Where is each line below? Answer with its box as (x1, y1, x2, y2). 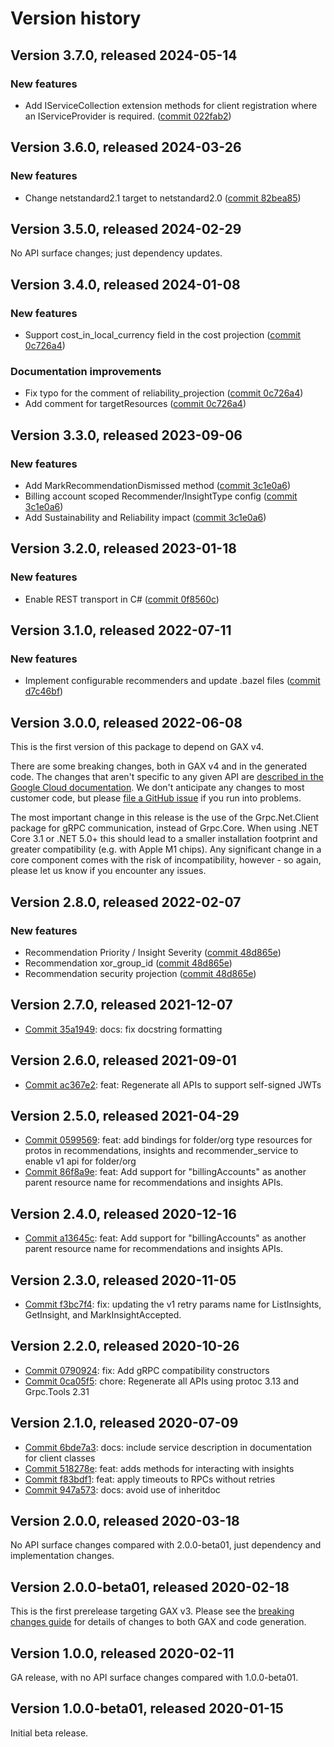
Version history (10, 7, 142, 30)
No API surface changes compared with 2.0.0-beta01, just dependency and (10, 1539, 322, 1551)
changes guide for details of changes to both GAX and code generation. (10, 1616, 307, 1628)
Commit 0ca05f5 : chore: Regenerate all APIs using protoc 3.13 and (24, 1375, 299, 1387)
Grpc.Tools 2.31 (24, 1385, 90, 1397)
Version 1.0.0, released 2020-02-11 (10, 1645, 235, 1662)
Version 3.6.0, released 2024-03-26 (10, 139, 242, 156)
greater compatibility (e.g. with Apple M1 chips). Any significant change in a (10, 843, 322, 856)
